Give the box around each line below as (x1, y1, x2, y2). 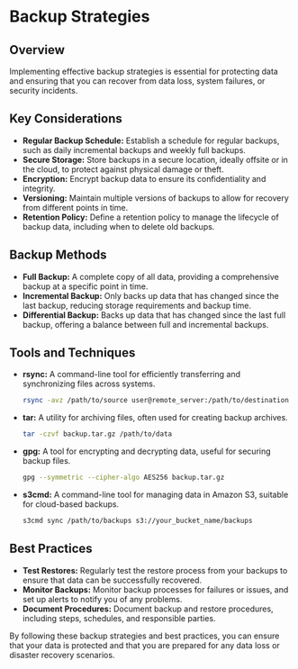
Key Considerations (9, 111, 123, 127)
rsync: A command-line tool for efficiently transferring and (22, 369, 241, 380)
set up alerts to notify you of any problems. (22, 593, 183, 604)
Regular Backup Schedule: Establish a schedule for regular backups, (22, 135, 280, 146)
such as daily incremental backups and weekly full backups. (22, 144, 246, 155)
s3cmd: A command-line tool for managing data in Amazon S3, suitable (22, 489, 289, 501)
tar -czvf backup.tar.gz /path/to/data (22, 429, 173, 438)
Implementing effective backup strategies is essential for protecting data (9, 66, 279, 77)
